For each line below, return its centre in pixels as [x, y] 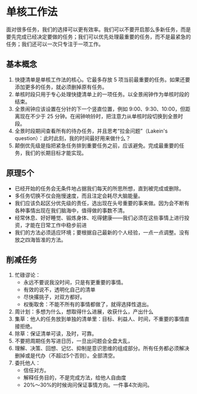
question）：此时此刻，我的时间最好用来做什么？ [72, 138]
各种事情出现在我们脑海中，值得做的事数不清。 [71, 210]
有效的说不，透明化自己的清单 [59, 290]
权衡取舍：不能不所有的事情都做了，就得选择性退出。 [88, 304]
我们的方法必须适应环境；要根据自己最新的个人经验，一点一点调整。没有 [102, 232]
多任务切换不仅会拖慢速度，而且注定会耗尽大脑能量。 [79, 196]
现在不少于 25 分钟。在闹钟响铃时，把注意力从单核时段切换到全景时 [101, 116]
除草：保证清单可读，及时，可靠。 [56, 334]
